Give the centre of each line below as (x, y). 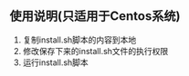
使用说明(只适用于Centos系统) (95, 16)
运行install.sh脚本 (55, 62)
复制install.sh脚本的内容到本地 (79, 40)
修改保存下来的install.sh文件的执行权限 (95, 51)
